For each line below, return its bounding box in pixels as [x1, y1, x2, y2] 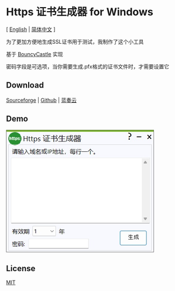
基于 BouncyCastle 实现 [6, 50, 63, 57]
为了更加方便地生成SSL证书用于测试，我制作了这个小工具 [6, 38, 144, 45]
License [6, 264, 36, 273]
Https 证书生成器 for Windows [6, 5, 153, 19]
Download [6, 80, 44, 91]
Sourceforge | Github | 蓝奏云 [6, 96, 77, 103]
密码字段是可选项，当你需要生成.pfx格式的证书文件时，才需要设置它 [6, 63, 170, 70]
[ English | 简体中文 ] [6, 26, 56, 33]
